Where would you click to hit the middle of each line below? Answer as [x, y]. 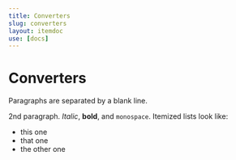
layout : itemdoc [36, 31]
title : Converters [39, 16]
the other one [43, 149]
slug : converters [38, 23]
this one [34, 132]
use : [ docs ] [28, 38]
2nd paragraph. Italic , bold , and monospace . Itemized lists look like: [118, 116]
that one [34, 141]
